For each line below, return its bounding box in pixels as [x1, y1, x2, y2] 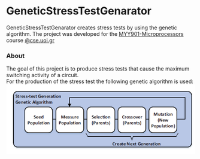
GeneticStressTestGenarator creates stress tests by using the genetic [6, 24, 178, 31]
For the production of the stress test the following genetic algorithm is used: [6, 78, 193, 85]
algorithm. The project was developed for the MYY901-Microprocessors [6, 30, 184, 37]
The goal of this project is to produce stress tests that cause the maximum [6, 65, 190, 72]
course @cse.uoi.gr [6, 36, 55, 44]
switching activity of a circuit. [6, 72, 79, 79]
